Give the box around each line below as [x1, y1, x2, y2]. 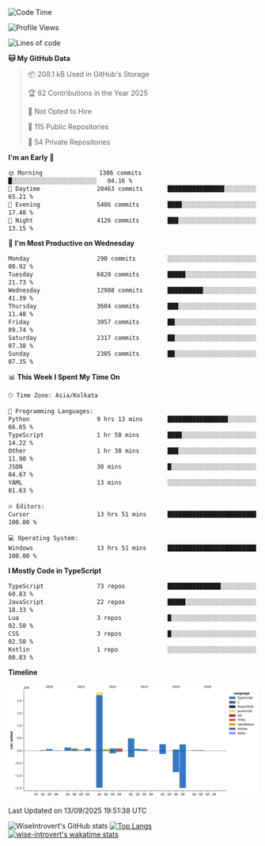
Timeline [8, 668, 38, 677]
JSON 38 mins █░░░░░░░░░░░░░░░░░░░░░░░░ [8, 463, 257, 471]
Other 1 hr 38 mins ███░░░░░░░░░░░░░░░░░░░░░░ [8, 447, 257, 455]
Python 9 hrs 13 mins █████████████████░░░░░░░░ [8, 415, 257, 423]
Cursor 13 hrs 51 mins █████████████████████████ [8, 511, 257, 519]
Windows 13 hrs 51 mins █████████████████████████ [8, 544, 257, 552]
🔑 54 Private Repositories [27, 137, 111, 147]
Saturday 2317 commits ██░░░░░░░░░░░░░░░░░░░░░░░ [8, 334, 257, 342]
